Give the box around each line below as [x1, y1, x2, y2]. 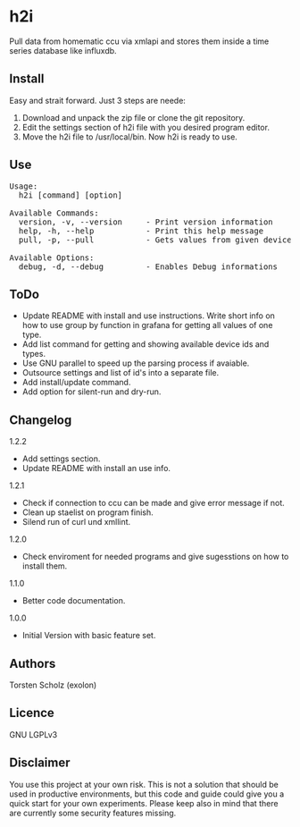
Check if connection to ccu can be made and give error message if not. [21, 498, 286, 509]
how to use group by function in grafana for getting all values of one [21, 320, 273, 331]
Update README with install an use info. [21, 463, 171, 474]
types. [21, 349, 46, 359]
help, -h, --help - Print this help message [18, 225, 264, 236]
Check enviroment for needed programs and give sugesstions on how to [21, 552, 289, 562]
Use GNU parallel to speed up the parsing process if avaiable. [21, 358, 250, 368]
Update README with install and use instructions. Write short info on [21, 310, 275, 321]
